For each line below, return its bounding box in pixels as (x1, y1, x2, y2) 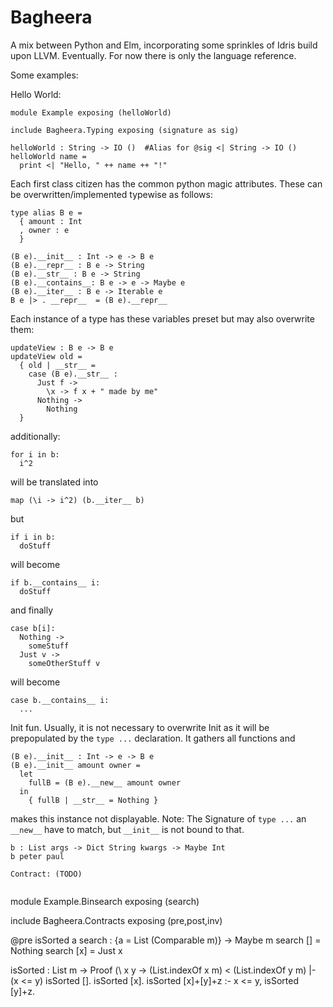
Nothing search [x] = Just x (10, 944, 123, 956)
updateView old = (10, 351, 83, 361)
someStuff (28, 641, 70, 651)
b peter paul (10, 851, 65, 861)
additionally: (10, 430, 61, 442)
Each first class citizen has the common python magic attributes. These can (10, 177, 323, 190)
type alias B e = (10, 207, 83, 218)
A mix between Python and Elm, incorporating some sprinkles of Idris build (10, 39, 318, 51)
